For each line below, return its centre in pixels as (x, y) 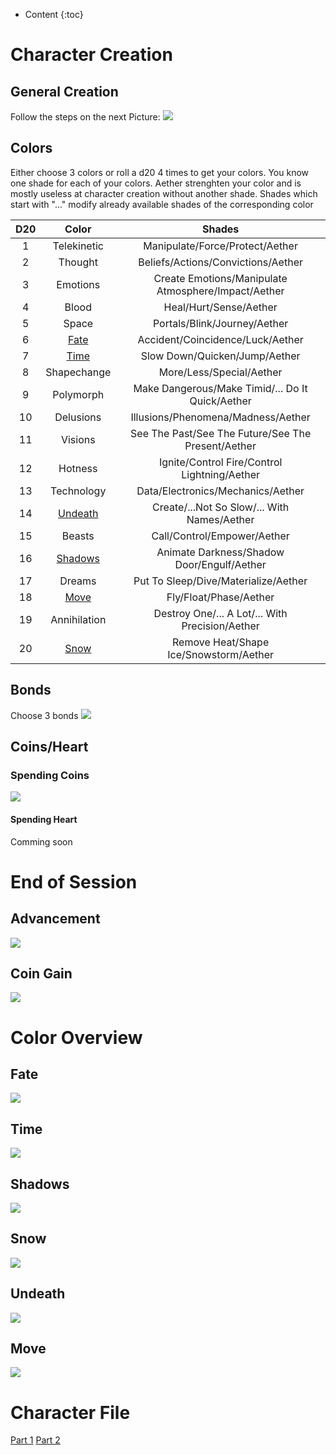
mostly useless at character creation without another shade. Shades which (164, 193)
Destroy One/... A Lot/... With (220, 613)
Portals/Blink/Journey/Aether (220, 323)
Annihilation (78, 619)
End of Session (74, 881)
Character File (70, 1412)
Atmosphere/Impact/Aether (220, 291)
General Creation (64, 91)
